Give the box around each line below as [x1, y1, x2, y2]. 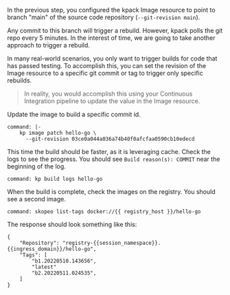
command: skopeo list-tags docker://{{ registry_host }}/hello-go [7, 208, 201, 215]
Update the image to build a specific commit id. [7, 110, 141, 118]
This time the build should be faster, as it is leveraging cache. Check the [7, 148, 211, 155]
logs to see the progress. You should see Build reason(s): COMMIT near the [7, 155, 220, 163]
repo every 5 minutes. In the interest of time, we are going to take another [7, 34, 216, 42]
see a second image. [7, 195, 67, 203]
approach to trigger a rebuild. [7, 41, 91, 49]
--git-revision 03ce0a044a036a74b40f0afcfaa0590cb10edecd [25, 135, 195, 142]
